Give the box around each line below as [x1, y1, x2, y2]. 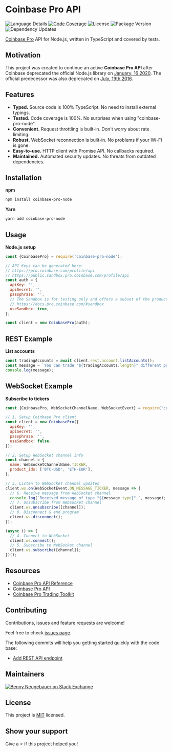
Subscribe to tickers [5, 396, 50, 402]
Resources [5, 567, 40, 575]
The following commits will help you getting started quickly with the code [5, 640, 160, 646]
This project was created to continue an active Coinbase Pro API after [5, 64, 153, 70]
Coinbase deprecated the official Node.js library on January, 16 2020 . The [5, 70, 162, 76]
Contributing [5, 606, 47, 615]
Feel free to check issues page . [5, 629, 72, 635]
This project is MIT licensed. [5, 712, 65, 718]
